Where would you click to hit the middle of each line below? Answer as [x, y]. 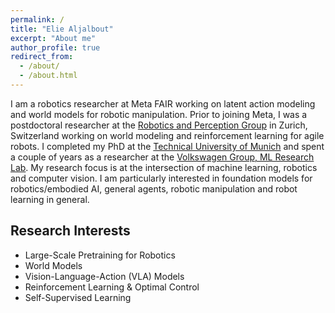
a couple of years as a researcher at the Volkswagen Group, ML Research [162, 157]
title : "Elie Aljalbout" [62, 29]
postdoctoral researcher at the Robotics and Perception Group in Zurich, [159, 125]
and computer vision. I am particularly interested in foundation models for [161, 178]
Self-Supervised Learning [78, 297]
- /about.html [48, 76]
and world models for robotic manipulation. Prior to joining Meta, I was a [159, 114]
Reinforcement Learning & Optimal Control [112, 287]
